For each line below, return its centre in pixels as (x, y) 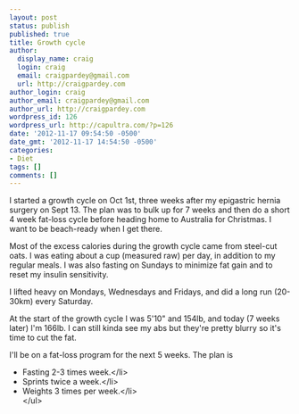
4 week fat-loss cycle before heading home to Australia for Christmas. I (141, 219)
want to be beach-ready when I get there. (86, 229)
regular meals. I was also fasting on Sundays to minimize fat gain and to (141, 265)
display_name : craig (55, 59)
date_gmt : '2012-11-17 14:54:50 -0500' (83, 142)
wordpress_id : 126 (43, 117)
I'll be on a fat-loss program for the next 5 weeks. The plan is (121, 355)
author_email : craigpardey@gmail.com (79, 100)
